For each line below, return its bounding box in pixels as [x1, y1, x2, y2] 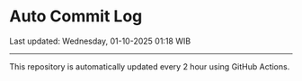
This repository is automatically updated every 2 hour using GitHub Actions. [9, 61, 290, 72]
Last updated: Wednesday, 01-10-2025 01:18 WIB [9, 36, 191, 46]
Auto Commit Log [9, 6, 143, 27]
